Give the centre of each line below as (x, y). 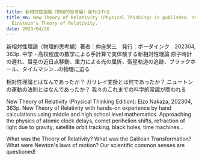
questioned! (21, 152)
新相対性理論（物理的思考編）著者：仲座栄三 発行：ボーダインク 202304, (101, 46)
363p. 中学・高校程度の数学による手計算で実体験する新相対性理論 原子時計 (99, 54)
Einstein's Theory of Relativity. (55, 23)
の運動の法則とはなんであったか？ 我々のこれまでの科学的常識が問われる (96, 90)
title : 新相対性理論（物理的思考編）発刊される (58, 12)
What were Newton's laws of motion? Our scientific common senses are (96, 145)
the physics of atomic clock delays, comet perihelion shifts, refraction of (96, 121)
